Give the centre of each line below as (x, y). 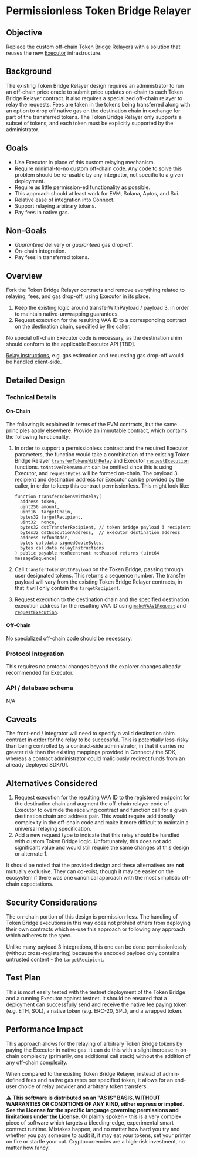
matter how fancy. (28, 1148)
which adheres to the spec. (39, 935)
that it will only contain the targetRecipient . (67, 588)
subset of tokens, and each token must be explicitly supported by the (90, 123)
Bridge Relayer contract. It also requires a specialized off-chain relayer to (94, 98)
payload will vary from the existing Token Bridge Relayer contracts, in (98, 582)
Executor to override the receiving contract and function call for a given (101, 810)
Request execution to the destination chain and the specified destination (102, 599)
